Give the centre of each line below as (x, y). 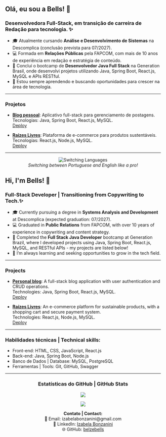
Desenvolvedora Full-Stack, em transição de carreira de (73, 23)
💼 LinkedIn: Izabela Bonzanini (83, 424)
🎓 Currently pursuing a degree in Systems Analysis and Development (85, 212)
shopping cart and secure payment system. (57, 312)
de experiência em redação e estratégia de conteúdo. (67, 60)
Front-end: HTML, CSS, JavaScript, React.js (57, 351)
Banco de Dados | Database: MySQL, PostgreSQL (63, 361)
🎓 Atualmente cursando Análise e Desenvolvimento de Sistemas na (83, 41)
